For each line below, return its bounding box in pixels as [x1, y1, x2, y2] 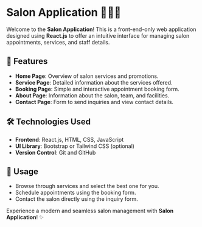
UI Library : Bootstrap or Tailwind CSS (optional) [15, 142, 135, 150]
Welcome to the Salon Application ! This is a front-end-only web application [6, 26, 197, 33]
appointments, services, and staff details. [6, 38, 110, 46]
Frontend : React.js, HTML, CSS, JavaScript [15, 136, 124, 143]
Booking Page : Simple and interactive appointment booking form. [15, 85, 179, 93]
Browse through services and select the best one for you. [15, 183, 159, 190]
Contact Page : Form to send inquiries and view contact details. [15, 98, 174, 105]
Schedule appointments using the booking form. [15, 189, 136, 197]
